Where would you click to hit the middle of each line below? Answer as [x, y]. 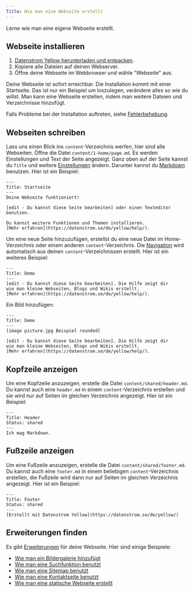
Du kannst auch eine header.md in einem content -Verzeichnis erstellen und [96, 390]
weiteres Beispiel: [27, 258]
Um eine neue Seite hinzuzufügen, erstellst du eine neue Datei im [85, 239]
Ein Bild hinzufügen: [30, 305]
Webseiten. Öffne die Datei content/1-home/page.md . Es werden [82, 153]
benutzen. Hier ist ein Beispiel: [43, 172]
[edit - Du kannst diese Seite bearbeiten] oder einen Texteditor [89, 208]
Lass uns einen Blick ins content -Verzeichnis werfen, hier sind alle [86, 147]
